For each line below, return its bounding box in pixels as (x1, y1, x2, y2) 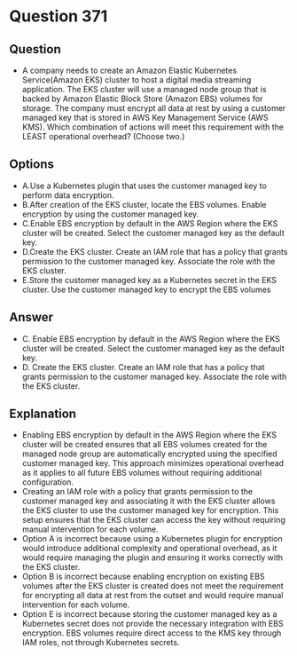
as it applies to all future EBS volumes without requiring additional (21, 468, 262, 478)
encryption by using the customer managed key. (21, 209, 199, 219)
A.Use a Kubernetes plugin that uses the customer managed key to (21, 180, 268, 191)
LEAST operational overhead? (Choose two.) (21, 131, 185, 141)
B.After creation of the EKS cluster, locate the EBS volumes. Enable (21, 199, 267, 209)
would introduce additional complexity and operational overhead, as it (21, 543, 277, 554)
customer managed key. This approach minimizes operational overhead (21, 458, 285, 469)
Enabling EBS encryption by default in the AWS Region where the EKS (21, 430, 277, 440)
